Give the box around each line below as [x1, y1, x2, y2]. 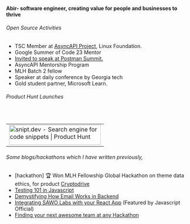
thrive [6, 11, 21, 18]
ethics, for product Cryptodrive [14, 181, 90, 188]
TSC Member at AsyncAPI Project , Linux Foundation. [14, 42, 142, 49]
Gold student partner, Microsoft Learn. [14, 80, 108, 87]
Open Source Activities [6, 24, 62, 32]
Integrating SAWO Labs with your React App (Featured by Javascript [14, 199, 181, 206]
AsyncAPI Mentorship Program [14, 61, 89, 68]
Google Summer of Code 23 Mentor [14, 49, 101, 56]
